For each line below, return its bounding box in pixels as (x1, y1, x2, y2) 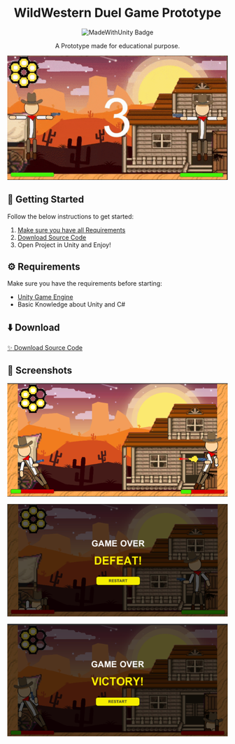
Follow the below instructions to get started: (7, 212, 134, 220)
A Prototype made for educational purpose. (55, 41, 180, 50)
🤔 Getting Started (7, 194, 85, 206)
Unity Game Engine (17, 293, 73, 302)
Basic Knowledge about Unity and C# (17, 300, 126, 309)
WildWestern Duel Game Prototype (13, 5, 222, 21)
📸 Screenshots (7, 364, 73, 376)
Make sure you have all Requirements (17, 225, 126, 234)
